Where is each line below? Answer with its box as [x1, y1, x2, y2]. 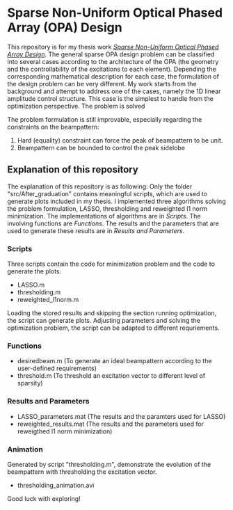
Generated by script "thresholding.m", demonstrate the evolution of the [7, 460, 211, 468]
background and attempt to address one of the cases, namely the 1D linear [7, 87, 221, 95]
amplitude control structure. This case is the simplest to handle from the [7, 94, 214, 102]
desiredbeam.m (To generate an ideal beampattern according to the [17, 357, 212, 365]
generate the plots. [7, 267, 62, 276]
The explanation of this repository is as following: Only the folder [7, 182, 193, 191]
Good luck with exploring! [7, 494, 81, 502]
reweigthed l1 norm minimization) [17, 427, 113, 436]
